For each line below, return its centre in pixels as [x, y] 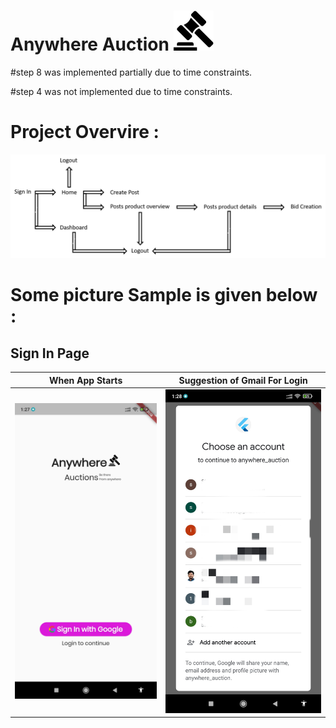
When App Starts [85, 380]
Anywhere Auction [90, 44]
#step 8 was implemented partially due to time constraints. [131, 72]
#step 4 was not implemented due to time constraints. [121, 91]
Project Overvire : [85, 132]
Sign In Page [50, 353]
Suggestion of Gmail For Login [243, 380]
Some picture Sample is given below [164, 295]
